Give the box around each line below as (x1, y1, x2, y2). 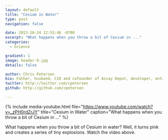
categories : (5, 39, 30, 45)
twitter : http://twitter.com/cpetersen (5, 81, 88, 86)
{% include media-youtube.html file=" (5, 103, 83, 109)
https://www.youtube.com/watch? (82, 103, 153, 109)
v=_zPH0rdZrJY (5, 108, 38, 115)
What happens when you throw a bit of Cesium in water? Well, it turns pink (5, 123, 159, 130)
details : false (5, 62, 37, 67)
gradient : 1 (5, 53, 30, 58)
